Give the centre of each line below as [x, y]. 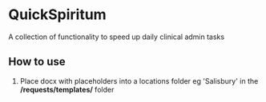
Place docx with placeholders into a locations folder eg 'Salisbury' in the [139, 80]
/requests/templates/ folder [67, 89]
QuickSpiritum [57, 15]
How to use [37, 62]
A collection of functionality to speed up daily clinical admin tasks [117, 37]
